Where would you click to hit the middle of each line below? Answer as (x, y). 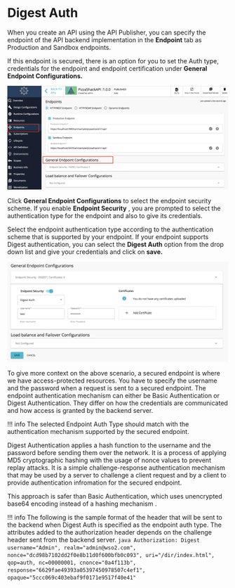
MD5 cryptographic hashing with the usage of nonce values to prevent (109, 460)
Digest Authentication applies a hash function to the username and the (109, 445)
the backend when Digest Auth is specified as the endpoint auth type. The (115, 525)
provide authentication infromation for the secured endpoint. (95, 482)
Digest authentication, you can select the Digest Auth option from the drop (116, 244)
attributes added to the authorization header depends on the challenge (110, 532)
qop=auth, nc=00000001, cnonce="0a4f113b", (72, 563)
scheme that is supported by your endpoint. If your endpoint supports (108, 236)
